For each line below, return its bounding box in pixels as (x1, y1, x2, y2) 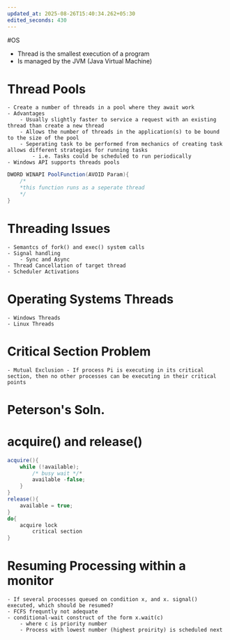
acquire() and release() (7, 434, 143, 450)
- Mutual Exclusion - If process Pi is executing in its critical (7, 367, 204, 374)
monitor (7, 573, 54, 589)
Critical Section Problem (7, 343, 151, 359)
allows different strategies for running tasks (7, 147, 148, 154)
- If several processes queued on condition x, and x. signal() (7, 596, 198, 603)
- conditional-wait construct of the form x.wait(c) (7, 614, 164, 621)
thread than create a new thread (7, 123, 105, 130)
